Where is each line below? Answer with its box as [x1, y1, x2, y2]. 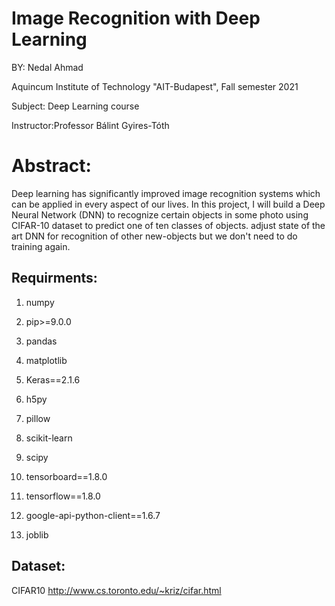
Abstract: [11, 155, 92, 177]
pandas [25, 335, 58, 347]
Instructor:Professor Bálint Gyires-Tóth [11, 119, 170, 131]
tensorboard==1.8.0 [25, 470, 108, 482]
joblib [25, 528, 49, 541]
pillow [25, 412, 51, 424]
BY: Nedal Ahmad [11, 61, 84, 73]
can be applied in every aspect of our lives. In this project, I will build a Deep [11, 198, 326, 210]
